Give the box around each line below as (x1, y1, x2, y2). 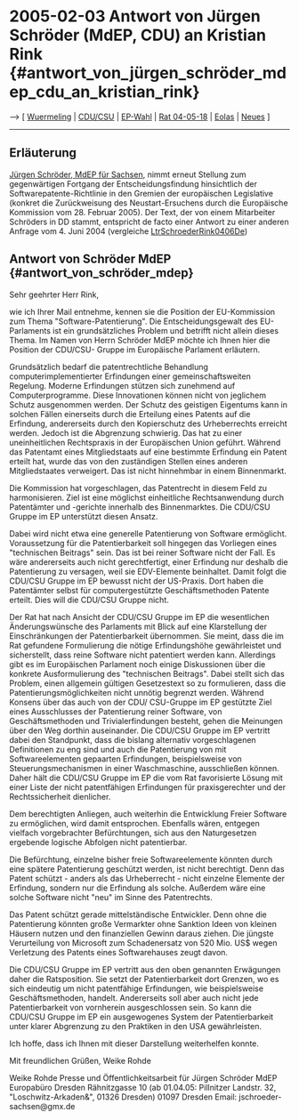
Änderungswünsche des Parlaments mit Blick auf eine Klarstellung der (9, 621, 268, 632)
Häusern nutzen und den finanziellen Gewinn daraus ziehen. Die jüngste (9, 928, 274, 939)
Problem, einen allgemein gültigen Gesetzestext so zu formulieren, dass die (9, 678, 287, 689)
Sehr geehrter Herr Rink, (9, 289, 100, 300)
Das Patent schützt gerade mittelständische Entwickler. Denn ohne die (9, 909, 267, 920)
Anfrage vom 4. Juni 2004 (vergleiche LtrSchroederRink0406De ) (9, 225, 248, 237)
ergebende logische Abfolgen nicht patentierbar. (9, 836, 188, 847)
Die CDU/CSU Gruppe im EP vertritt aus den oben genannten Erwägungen (9, 963, 281, 975)
